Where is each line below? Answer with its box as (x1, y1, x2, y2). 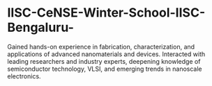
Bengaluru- (7, 19, 75, 35)
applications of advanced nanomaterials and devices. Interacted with (7, 50, 206, 58)
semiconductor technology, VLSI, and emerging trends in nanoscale (7, 64, 202, 73)
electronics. (7, 71, 41, 80)
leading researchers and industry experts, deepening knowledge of (7, 57, 201, 65)
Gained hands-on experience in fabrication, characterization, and (7, 42, 195, 51)
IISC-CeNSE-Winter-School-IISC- (7, 5, 206, 21)
